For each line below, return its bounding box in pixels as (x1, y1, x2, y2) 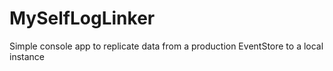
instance (9, 50, 45, 62)
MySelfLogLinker (9, 7, 156, 30)
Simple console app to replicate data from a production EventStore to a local (9, 40, 324, 52)
